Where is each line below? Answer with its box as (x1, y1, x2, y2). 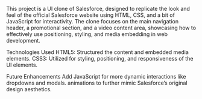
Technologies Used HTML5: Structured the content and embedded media (6, 49, 189, 56)
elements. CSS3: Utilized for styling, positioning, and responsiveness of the (6, 55, 194, 62)
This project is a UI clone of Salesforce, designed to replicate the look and (6, 5, 190, 12)
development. (6, 37, 40, 44)
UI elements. (6, 61, 38, 68)
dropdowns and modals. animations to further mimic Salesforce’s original (6, 79, 188, 86)
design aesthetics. (6, 86, 52, 92)
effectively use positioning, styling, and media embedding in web (6, 31, 168, 38)
